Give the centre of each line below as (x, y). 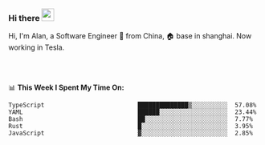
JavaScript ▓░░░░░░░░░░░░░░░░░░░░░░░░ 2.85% (130, 133)
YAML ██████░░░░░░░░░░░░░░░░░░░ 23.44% (132, 112)
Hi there (24, 18)
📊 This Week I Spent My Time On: (66, 87)
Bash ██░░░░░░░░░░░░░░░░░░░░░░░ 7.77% (130, 119)
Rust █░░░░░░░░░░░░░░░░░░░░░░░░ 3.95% (130, 127)
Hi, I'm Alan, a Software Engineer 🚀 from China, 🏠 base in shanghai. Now (130, 36)
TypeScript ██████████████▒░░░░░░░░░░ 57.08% (132, 105)
